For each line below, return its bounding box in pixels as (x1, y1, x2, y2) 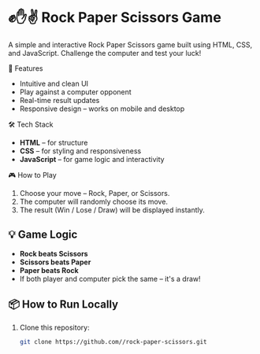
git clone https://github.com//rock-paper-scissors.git (19, 337, 207, 345)
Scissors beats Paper (19, 257, 91, 267)
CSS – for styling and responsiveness (19, 146, 142, 156)
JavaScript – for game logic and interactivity (19, 154, 165, 164)
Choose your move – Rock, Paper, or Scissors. (19, 188, 170, 197)
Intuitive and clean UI (19, 79, 89, 88)
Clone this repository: (19, 323, 90, 332)
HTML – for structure (19, 138, 88, 147)
